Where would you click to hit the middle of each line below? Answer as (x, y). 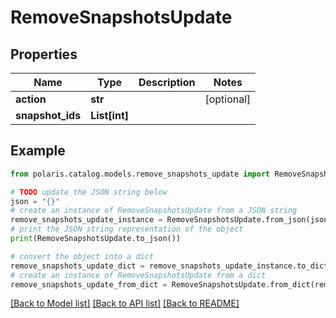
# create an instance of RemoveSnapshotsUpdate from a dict (138, 275)
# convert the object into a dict (82, 256)
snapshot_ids (48, 115)
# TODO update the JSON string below (89, 192)
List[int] (109, 115)
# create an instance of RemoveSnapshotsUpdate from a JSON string (154, 211)
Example (38, 151)
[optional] (228, 99)
